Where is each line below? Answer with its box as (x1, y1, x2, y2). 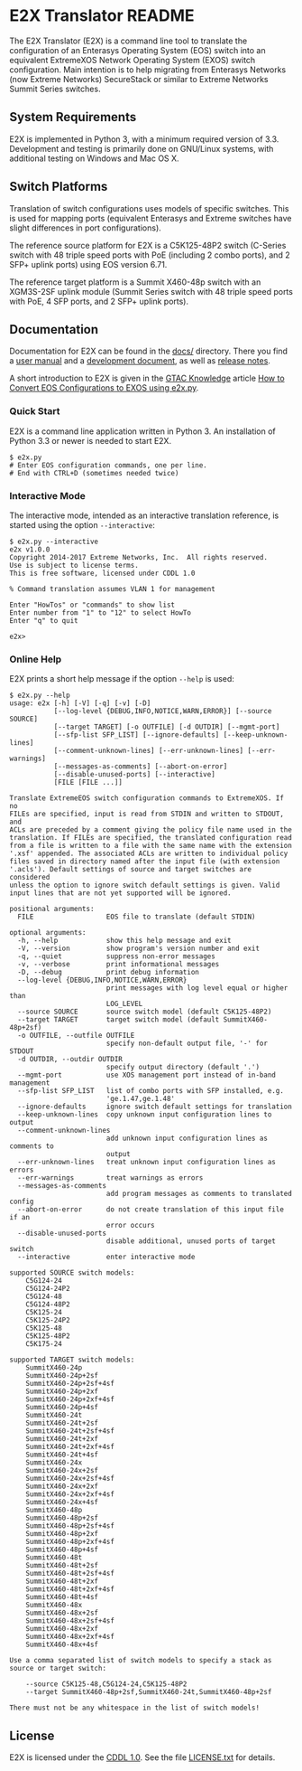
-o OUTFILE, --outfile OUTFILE (17, 1032, 135, 1041)
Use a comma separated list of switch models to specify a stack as (9, 1656, 272, 1665)
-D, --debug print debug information (17, 968, 200, 977)
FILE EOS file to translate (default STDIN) (17, 912, 256, 922)
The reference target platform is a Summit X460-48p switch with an (9, 277, 261, 287)
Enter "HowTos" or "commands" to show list (9, 600, 176, 609)
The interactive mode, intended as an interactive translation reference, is (9, 510, 279, 521)
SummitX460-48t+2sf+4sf (25, 1569, 115, 1578)
